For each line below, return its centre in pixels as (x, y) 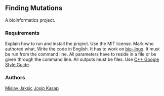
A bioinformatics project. (30, 20)
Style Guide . (18, 65)
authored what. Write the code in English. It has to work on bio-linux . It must (82, 49)
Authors (15, 78)
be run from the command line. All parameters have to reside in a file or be (81, 54)
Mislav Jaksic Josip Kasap (32, 88)
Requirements (22, 33)
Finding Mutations (34, 8)
